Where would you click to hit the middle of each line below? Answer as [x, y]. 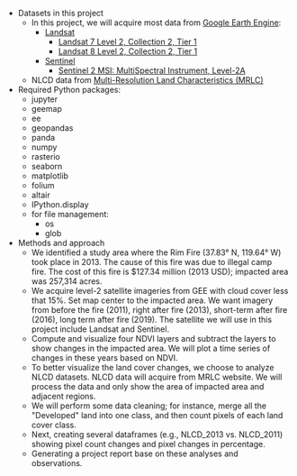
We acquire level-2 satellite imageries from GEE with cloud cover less [160, 291]
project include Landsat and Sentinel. [100, 329]
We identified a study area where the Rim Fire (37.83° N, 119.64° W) [156, 252]
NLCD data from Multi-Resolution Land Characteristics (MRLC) [147, 80]
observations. [57, 463]
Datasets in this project [60, 13]
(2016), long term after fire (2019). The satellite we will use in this [152, 320]
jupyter [45, 99]
